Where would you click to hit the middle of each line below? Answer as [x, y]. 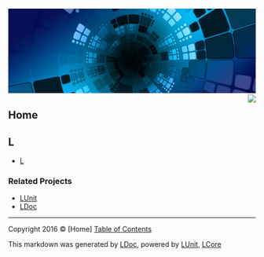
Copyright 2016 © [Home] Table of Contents [80, 229]
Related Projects [40, 181]
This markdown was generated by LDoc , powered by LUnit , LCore [115, 244]
